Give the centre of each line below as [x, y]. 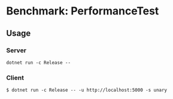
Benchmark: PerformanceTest [83, 11]
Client [15, 77]
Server [16, 50]
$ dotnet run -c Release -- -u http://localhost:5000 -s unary [87, 90]
